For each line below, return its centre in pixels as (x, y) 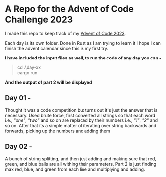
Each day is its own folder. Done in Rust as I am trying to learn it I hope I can (83, 43)
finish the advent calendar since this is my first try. (57, 48)
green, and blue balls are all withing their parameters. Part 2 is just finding (81, 164)
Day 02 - (19, 147)
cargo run (27, 72)
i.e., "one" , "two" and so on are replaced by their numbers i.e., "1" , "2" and (82, 120)
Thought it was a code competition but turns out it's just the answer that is (81, 110)
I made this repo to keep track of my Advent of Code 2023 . (65, 33)
